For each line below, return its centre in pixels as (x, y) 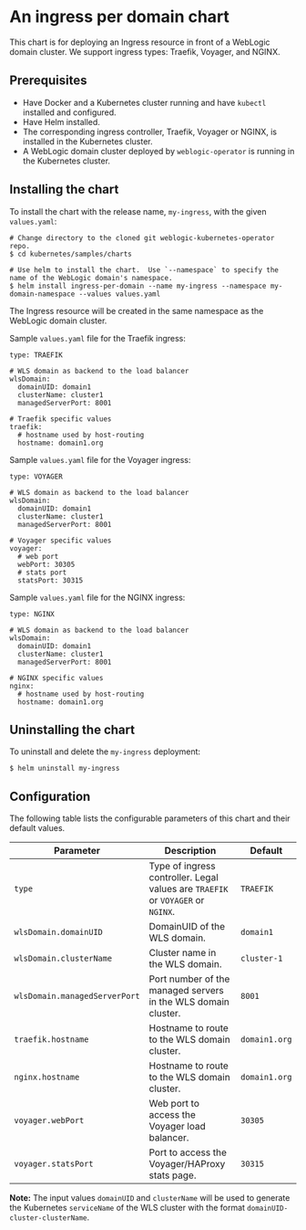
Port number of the (189, 979)
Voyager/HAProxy (187, 1164)
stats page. (173, 1175)
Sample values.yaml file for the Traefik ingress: (98, 338)
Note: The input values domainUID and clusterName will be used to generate (150, 1198)
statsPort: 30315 (51, 580)
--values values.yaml (120, 294)
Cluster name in (183, 953)
